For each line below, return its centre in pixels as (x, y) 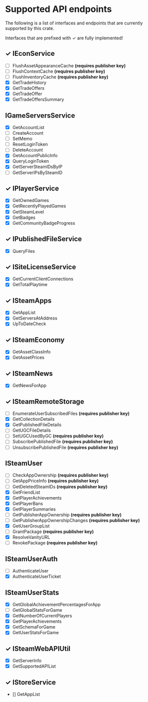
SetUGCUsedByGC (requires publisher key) (58, 436)
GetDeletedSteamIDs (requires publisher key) (60, 487)
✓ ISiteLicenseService (41, 267)
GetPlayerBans (28, 503)
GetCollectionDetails (33, 419)
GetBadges (24, 217)
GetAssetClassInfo (31, 352)
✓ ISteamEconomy (35, 340)
